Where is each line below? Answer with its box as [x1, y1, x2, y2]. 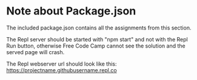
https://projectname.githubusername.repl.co [6, 66, 117, 73]
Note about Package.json [6, 4, 136, 18]
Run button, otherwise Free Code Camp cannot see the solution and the [6, 42, 186, 49]
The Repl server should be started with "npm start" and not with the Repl [6, 35, 188, 43]
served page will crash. [6, 48, 65, 55]
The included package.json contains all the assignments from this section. [6, 24, 192, 31]
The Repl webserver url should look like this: [6, 60, 117, 67]
